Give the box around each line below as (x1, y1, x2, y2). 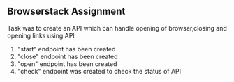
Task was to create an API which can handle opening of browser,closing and (7, 24, 227, 32)
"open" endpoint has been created (17, 59, 117, 68)
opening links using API (7, 31, 75, 40)
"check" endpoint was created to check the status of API (17, 67, 182, 75)
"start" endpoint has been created (17, 44, 116, 53)
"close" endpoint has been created (17, 52, 118, 60)
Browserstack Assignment (7, 6, 126, 17)
